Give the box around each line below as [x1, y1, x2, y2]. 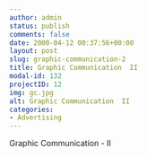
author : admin [9, 13, 63, 22]
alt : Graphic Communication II [9, 96, 130, 106]
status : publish [9, 22, 70, 31]
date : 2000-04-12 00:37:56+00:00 [9, 38, 134, 48]
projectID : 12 [9, 80, 63, 89]
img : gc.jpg [9, 88, 54, 97]
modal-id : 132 [9, 72, 63, 81]
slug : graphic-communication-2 [9, 55, 126, 64]
